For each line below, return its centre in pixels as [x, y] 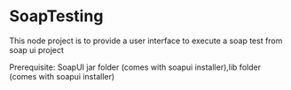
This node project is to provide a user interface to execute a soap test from [146, 41]
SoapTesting [56, 16]
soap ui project [37, 49]
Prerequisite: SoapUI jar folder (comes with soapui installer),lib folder [135, 67]
